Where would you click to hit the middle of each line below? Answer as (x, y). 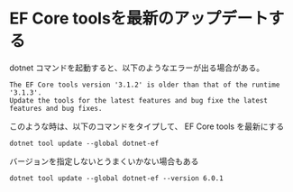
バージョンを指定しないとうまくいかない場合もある (104, 161)
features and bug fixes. (56, 108)
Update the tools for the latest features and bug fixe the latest (139, 100)
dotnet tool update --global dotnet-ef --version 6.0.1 (116, 178)
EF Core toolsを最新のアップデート (139, 18)
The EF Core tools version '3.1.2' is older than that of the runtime (145, 85)
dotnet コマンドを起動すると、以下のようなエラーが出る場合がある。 (137, 68)
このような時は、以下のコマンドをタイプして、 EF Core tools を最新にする (147, 126)
